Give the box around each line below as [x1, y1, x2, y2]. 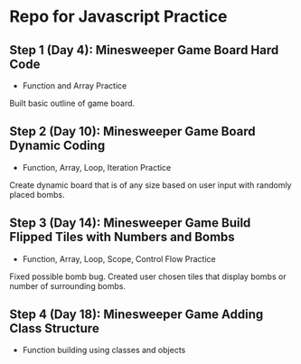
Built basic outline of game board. [9, 98, 136, 108]
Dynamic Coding [9, 138, 106, 154]
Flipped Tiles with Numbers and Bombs [9, 229, 235, 245]
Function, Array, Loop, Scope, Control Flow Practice [22, 253, 216, 264]
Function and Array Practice [22, 80, 127, 91]
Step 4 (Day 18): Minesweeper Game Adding [9, 307, 264, 322]
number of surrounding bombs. [9, 280, 127, 291]
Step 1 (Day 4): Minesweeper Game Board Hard [9, 42, 279, 58]
